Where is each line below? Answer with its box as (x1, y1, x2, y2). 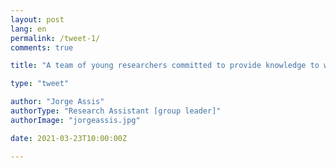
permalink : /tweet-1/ (10, 33, 101, 43)
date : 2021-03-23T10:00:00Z (10, 133, 128, 143)
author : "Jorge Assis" (10, 97, 105, 107)
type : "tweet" (10, 79, 70, 89)
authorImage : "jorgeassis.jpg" (10, 115, 141, 125)
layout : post (10, 14, 65, 25)
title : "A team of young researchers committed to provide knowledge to (10, 61, 320, 71)
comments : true (10, 42, 74, 53)
